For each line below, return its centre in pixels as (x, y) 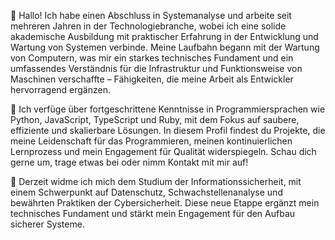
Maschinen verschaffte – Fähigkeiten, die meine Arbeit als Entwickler (152, 79)
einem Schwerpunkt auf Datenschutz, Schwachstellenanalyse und (146, 192)
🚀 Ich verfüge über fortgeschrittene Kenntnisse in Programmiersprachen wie (168, 109)
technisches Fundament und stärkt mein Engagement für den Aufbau (153, 213)
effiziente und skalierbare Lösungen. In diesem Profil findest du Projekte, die (168, 130)
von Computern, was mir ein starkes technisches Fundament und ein (152, 58)
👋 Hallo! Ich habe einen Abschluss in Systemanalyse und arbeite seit (151, 15)
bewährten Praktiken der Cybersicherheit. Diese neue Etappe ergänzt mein (165, 203)
